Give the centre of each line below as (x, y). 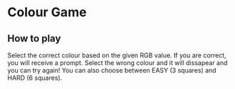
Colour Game (47, 12)
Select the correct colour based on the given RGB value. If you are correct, (117, 55)
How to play (34, 38)
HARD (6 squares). (35, 78)
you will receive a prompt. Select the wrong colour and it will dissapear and (117, 63)
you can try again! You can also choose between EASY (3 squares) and (112, 70)
